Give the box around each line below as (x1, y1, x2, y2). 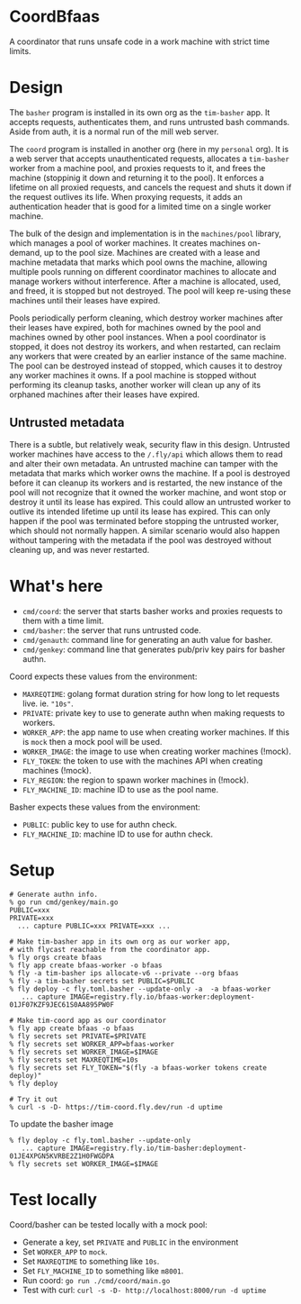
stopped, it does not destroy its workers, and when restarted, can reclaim (9, 340, 281, 352)
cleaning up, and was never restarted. (9, 544, 150, 555)
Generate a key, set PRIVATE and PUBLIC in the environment (22, 1236, 239, 1247)
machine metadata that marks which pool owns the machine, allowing (9, 257, 268, 267)
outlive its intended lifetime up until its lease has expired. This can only (9, 506, 271, 517)
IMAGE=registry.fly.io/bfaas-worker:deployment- (69, 992, 255, 1001)
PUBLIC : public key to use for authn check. (22, 819, 178, 829)
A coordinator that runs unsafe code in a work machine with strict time (9, 36, 270, 47)
